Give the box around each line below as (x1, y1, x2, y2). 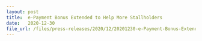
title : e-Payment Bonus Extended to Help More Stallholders (6, 14, 163, 20)
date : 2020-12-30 (6, 20, 55, 26)
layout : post (6, 8, 39, 15)
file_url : (6, 25, 31, 32)
